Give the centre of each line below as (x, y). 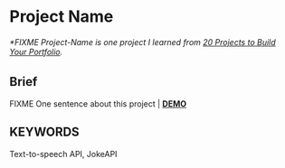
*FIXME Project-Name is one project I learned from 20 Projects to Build (142, 42)
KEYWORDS (44, 132)
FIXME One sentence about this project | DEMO (98, 103)
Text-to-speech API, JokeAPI (63, 154)
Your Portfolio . (36, 51)
